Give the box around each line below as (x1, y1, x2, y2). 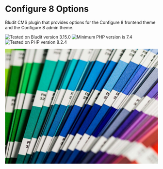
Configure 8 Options (5, 3, 89, 15)
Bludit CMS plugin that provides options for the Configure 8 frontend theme (5, 19, 156, 25)
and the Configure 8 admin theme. (5, 24, 74, 30)
